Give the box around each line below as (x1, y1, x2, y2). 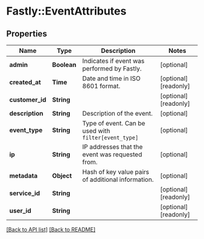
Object (52, 171, 72, 180)
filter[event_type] (82, 134, 138, 141)
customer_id (9, 95, 47, 104)
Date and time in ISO (82, 74, 141, 83)
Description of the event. (82, 109, 153, 117)
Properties (6, 29, 47, 39)
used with (82, 126, 110, 135)
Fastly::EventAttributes (6, 4, 127, 18)
